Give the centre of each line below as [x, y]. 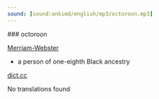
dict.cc [17, 75]
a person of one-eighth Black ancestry [74, 62]
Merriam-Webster [33, 47]
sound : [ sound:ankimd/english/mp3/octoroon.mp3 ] [80, 14]
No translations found [39, 88]
